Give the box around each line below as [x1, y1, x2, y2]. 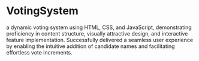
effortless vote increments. [6, 49, 73, 56]
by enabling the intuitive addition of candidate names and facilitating [6, 43, 175, 50]
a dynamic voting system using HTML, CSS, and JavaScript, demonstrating [6, 24, 192, 31]
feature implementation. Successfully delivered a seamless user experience [6, 36, 194, 43]
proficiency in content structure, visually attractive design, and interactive [6, 30, 188, 37]
